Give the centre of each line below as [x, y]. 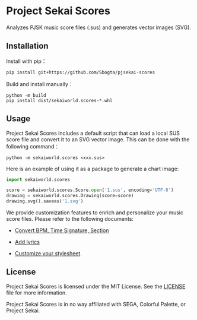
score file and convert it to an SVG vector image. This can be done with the [98, 139]
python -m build [26, 95]
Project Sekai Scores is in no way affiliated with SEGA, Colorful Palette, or [96, 304]
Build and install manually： [40, 84]
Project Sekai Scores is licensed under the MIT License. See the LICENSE [96, 286]
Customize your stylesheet [47, 254]
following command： [33, 146]
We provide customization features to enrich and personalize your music [95, 213]
